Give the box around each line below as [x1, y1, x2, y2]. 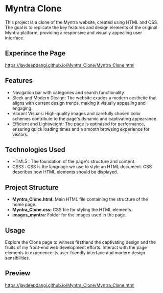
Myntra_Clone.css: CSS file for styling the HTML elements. [12, 207, 133, 213]
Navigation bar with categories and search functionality [12, 89, 124, 95]
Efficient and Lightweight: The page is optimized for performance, [12, 121, 145, 127]
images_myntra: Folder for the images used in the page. [12, 212, 127, 218]
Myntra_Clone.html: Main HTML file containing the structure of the [12, 196, 148, 202]
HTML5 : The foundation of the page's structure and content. [12, 158, 136, 165]
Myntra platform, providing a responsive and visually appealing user [5, 29, 142, 35]
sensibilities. [5, 255, 30, 261]
